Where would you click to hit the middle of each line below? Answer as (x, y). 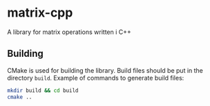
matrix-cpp (40, 13)
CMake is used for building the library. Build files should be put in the (105, 70)
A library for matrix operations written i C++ (69, 32)
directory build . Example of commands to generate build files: (96, 78)
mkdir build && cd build (43, 90)
